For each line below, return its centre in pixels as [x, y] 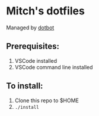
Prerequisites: [33, 46]
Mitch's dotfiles [45, 11]
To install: [25, 86]
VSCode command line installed [54, 67]
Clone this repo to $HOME [47, 100]
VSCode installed [36, 60]
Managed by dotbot [30, 28]
